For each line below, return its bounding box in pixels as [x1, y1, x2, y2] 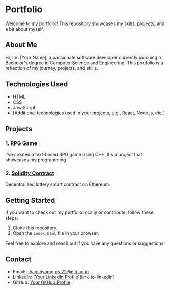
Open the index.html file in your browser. [12, 230, 99, 236]
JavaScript [12, 104, 36, 110]
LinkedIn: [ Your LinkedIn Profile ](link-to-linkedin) [12, 274, 115, 280]
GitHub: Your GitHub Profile [12, 279, 70, 285]
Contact [5, 255, 32, 263]
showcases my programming [5, 157, 66, 163]
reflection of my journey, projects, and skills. [5, 65, 98, 71]
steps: [5, 215, 18, 221]
